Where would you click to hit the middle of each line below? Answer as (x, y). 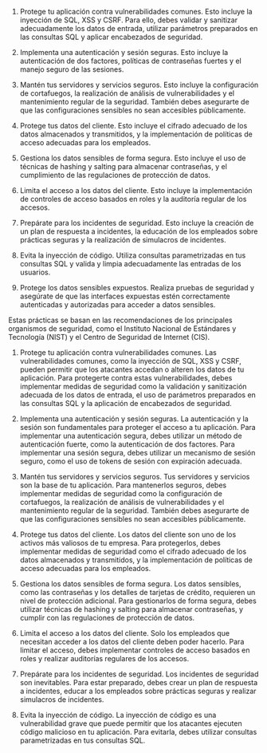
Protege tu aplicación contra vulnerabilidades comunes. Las (118, 353)
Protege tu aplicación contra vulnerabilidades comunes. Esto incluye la (136, 12)
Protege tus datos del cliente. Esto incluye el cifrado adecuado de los (133, 126)
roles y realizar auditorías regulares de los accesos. (104, 658)
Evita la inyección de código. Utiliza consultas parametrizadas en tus (133, 255)
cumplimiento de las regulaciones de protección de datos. (115, 175)
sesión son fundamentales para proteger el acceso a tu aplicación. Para (138, 427)
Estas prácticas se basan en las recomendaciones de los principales (120, 320)
